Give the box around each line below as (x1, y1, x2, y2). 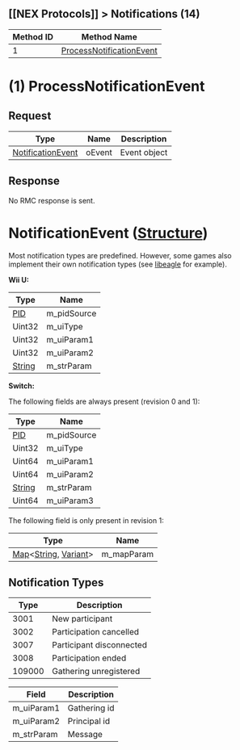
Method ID (12, 31, 54, 42)
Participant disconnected (52, 639, 148, 651)
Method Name (81, 31, 137, 42)
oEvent (86, 146, 113, 157)
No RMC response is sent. (8, 195, 95, 205)
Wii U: (8, 274, 30, 284)
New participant (52, 614, 113, 625)
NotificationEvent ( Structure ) (8, 224, 208, 242)
